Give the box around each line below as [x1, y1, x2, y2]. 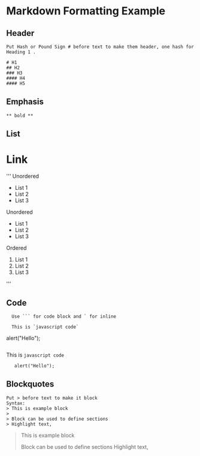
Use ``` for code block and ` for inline [11, 313, 117, 320]
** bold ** [6, 113, 34, 118]
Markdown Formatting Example [6, 4, 166, 18]
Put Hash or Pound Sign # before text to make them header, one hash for [6, 44, 195, 50]
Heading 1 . [6, 49, 36, 55]
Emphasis [6, 97, 44, 107]
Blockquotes [6, 379, 54, 390]
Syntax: [6, 400, 26, 406]
